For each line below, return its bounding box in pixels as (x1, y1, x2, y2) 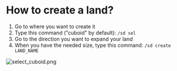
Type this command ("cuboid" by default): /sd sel (14, 29, 137, 36)
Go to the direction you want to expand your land (14, 35, 133, 42)
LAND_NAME (14, 48, 39, 53)
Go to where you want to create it (14, 23, 96, 30)
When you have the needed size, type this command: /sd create (14, 42, 171, 49)
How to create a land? (6, 4, 114, 17)
